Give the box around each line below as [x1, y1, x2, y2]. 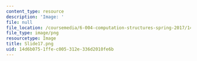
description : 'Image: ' [6, 14, 64, 20]
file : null [6, 19, 33, 25]
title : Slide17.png [6, 41, 54, 47]
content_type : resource [6, 8, 64, 15]
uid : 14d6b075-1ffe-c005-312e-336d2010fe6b [6, 46, 114, 52]
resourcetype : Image [6, 35, 57, 41]
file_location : [6, 24, 43, 31]
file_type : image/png [6, 30, 59, 36]
